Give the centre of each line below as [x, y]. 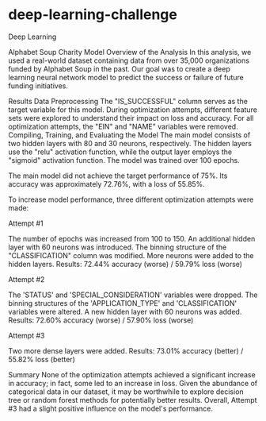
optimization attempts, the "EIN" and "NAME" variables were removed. [123, 126]
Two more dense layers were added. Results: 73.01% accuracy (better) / [126, 350]
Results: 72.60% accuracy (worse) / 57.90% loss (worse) [101, 320]
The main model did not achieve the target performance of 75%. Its [118, 176]
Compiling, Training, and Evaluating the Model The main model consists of [129, 135]
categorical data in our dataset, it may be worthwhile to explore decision [126, 392]
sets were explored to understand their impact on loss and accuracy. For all [131, 118]
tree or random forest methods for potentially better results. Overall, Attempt [133, 400]
